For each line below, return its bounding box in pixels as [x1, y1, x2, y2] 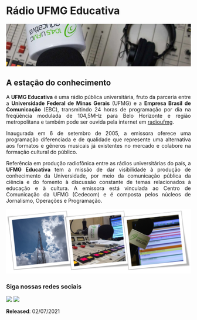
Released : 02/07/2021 [6, 308, 60, 315]
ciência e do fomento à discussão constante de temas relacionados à [6, 178, 191, 185]
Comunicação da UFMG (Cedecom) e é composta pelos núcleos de [6, 190, 191, 198]
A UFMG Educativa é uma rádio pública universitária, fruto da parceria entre [6, 93, 191, 100]
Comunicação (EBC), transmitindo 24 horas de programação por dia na [6, 105, 191, 113]
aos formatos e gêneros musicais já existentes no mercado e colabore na [6, 142, 191, 149]
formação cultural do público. [6, 148, 77, 155]
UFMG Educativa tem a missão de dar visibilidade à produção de [6, 166, 192, 173]
